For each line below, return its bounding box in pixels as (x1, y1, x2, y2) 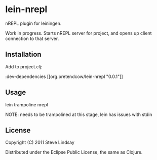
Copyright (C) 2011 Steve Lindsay (5, 139, 75, 145)
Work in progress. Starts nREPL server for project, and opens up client (5, 30, 152, 36)
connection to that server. (5, 35, 59, 42)
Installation (5, 50, 42, 59)
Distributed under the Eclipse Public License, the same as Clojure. (5, 149, 143, 155)
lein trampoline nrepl (5, 101, 48, 107)
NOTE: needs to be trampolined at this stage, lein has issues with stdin (5, 111, 152, 117)
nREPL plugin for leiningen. (5, 20, 62, 26)
